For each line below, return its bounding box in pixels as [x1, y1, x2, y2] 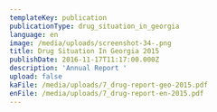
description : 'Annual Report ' [9, 64, 127, 73]
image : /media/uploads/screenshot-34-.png [9, 38, 172, 48]
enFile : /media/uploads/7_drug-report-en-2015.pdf [9, 89, 204, 98]
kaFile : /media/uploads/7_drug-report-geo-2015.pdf [9, 80, 208, 89]
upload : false [9, 72, 63, 81]
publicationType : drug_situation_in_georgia [9, 22, 180, 31]
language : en [9, 30, 59, 39]
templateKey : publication [9, 13, 107, 23]
